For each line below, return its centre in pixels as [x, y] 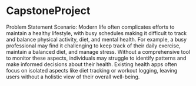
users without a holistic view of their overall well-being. [73, 77]
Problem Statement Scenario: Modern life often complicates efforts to [90, 27]
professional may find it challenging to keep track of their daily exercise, [93, 46]
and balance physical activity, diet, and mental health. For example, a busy [97, 39]
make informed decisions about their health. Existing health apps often [92, 64]
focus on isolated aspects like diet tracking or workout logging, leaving [92, 70]
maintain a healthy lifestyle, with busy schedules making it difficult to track [97, 33]
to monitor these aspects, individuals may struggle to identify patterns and [96, 58]
